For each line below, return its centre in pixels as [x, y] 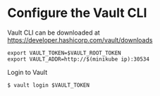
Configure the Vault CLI [77, 13]
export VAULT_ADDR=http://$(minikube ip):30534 [79, 59]
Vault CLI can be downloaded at [54, 32]
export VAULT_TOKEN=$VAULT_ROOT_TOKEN [64, 53]
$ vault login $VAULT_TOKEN [49, 85]
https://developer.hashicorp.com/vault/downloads [80, 40]
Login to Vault [27, 72]
